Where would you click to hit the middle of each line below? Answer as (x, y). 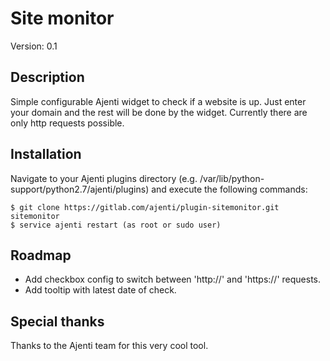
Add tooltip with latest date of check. (100, 290)
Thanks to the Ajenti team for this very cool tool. (109, 346)
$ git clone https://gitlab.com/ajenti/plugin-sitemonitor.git (145, 207)
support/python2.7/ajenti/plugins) (80, 189)
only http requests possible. (67, 123)
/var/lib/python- (232, 178)
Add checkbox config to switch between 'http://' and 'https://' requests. (173, 279)
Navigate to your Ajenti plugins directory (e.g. (104, 178)
